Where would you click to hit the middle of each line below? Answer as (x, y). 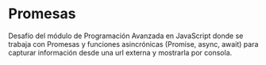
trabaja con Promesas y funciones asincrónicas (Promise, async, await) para (133, 44)
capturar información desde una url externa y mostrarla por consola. (120, 52)
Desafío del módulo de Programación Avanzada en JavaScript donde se (126, 36)
